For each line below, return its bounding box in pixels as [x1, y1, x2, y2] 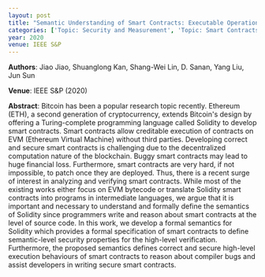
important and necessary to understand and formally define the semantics [8, 201, 250, 211]
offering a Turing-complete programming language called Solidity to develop [8, 118, 258, 127]
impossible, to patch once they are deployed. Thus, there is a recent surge [8, 168, 250, 178]
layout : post [8, 11, 51, 20]
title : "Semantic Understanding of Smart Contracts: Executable [8, 19, 224, 27]
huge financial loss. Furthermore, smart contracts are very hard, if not [8, 160, 235, 169]
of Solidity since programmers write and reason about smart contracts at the [8, 210, 257, 220]
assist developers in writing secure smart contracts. [8, 260, 177, 270]
